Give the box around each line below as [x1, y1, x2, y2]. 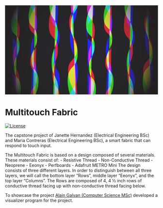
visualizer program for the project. [5, 197, 73, 203]
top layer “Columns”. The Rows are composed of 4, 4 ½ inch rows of [5, 177, 142, 183]
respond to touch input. [5, 143, 52, 148]
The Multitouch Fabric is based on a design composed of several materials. [5, 152, 156, 158]
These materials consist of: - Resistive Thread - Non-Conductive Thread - [5, 157, 153, 163]
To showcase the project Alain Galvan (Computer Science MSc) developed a [5, 192, 158, 198]
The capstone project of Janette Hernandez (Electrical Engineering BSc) [5, 132, 149, 138]
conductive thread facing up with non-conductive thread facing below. [5, 183, 147, 189]
